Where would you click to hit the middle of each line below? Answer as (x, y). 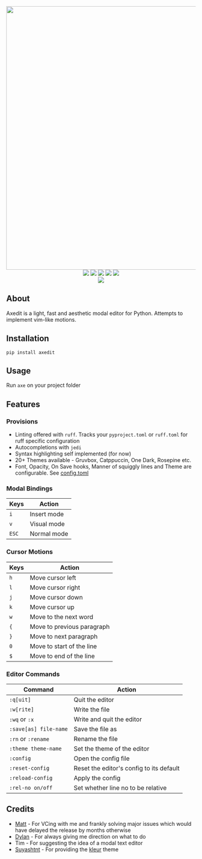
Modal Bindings (29, 489)
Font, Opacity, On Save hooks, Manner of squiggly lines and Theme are (103, 467)
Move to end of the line (62, 656)
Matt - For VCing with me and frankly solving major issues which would (103, 823)
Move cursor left (53, 578)
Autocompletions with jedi (48, 448)
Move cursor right (55, 587)
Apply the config (97, 778)
